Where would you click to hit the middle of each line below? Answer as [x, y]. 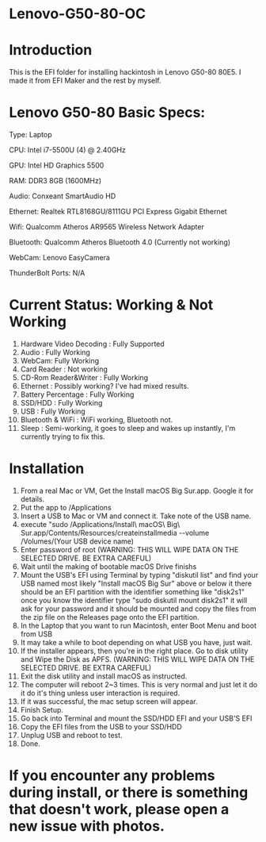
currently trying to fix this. [63, 436]
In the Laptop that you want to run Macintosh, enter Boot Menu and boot [138, 625]
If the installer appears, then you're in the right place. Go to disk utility [134, 651]
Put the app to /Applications [66, 507]
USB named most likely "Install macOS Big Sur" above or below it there [136, 583]
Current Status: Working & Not [111, 305]
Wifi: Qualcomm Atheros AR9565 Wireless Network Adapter [106, 227]
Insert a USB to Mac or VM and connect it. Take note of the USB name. [136, 516]
